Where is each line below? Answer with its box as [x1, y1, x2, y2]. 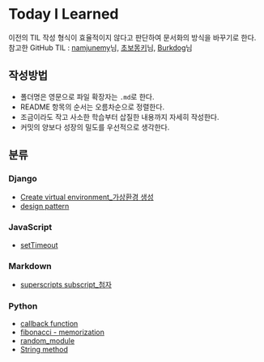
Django [8, 173, 38, 185]
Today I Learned [8, 5, 119, 23]
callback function [19, 319, 79, 329]
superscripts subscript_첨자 [19, 280, 112, 290]
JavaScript [8, 222, 53, 233]
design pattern [19, 202, 70, 211]
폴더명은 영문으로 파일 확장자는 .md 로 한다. [19, 92, 155, 101]
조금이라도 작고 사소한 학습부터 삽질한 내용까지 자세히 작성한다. [19, 112, 220, 121]
